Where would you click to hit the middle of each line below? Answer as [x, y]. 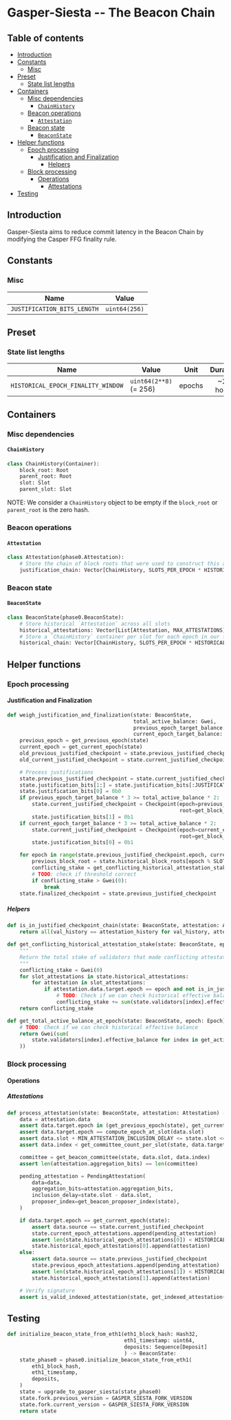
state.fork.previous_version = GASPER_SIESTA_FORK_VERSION [106, 1398]
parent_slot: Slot [46, 489]
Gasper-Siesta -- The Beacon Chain [111, 13]
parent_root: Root [46, 476]
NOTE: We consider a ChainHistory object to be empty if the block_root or [112, 502]
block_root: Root [44, 470]
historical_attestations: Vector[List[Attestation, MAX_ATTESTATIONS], [124, 630]
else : [27, 1253]
